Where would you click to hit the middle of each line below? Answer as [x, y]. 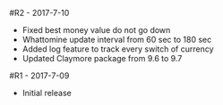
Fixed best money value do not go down [96, 30]
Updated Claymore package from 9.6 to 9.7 [102, 58]
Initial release [47, 93]
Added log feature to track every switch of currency [118, 49]
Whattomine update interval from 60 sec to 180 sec [117, 40]
